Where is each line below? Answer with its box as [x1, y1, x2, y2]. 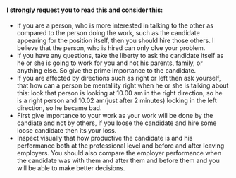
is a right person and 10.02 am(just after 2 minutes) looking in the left [16, 96, 218, 105]
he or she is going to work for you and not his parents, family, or [16, 59, 203, 67]
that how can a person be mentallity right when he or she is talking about [16, 81, 229, 90]
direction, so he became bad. [16, 104, 102, 112]
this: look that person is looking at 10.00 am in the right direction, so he [16, 89, 223, 97]
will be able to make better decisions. [16, 164, 125, 172]
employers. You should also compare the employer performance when [16, 149, 222, 158]
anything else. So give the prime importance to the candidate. [16, 66, 197, 75]
